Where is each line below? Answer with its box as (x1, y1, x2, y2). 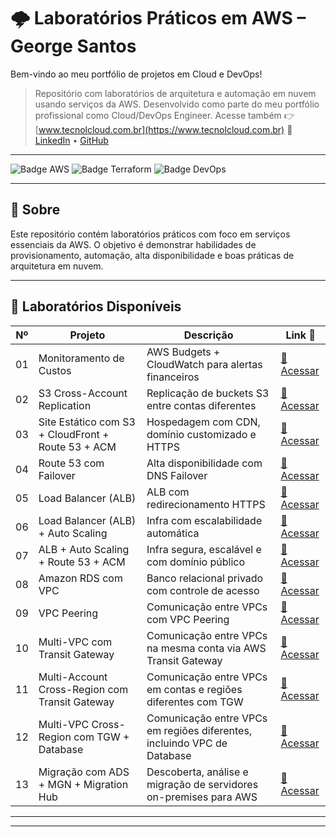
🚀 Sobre (10, 201, 61, 219)
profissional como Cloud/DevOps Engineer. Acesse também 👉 (34, 109, 295, 121)
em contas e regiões (146, 682, 243, 696)
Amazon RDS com (38, 571, 123, 585)
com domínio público (146, 555, 246, 569)
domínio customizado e (146, 427, 257, 441)
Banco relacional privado (146, 571, 264, 585)
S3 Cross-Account (38, 386, 128, 400)
